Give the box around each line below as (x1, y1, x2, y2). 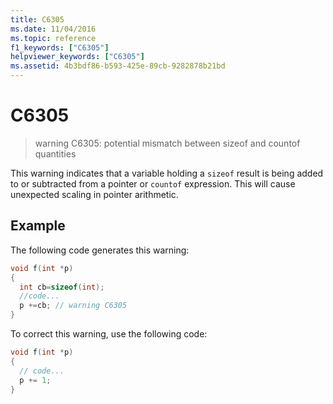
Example (10, 217, 66, 235)
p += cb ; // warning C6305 (19, 301, 128, 311)
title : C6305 (10, 14, 65, 25)
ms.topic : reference (10, 33, 97, 43)
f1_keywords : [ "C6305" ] (10, 42, 110, 53)
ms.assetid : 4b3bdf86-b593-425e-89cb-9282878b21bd (10, 61, 226, 71)
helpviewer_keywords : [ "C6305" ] (10, 52, 145, 62)
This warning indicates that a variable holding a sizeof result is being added (10, 167, 324, 179)
